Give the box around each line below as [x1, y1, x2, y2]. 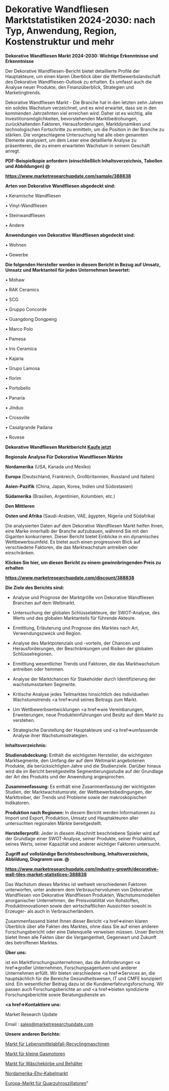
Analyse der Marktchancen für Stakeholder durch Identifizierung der [12, 676, 156, 682]
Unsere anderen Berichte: [5, 1031, 61, 1037]
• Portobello [5, 385, 31, 391]
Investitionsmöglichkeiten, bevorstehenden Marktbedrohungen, [5, 115, 138, 121]
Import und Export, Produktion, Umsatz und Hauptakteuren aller [5, 815, 139, 821]
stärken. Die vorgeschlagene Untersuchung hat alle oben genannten [5, 131, 148, 138]
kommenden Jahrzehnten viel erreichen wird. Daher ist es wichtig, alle [5, 110, 153, 116]
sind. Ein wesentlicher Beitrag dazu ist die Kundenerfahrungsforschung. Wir [5, 981, 164, 987]
